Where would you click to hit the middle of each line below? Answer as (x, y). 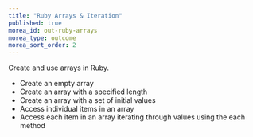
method (33, 126)
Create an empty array (56, 84)
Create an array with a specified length (84, 92)
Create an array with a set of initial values (88, 100)
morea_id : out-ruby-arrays (53, 30)
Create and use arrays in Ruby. (59, 68)
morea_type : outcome (43, 38)
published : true (35, 23)
